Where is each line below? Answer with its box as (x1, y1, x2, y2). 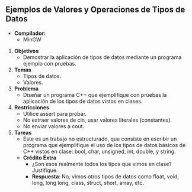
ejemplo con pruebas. (23, 60, 76, 67)
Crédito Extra (23, 154, 57, 161)
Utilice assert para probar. (23, 110, 87, 117)
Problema (14, 85, 39, 92)
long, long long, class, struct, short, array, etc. (31, 179, 145, 186)
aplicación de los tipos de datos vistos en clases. (23, 97, 143, 105)
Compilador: (14, 30, 46, 37)
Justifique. (31, 167, 58, 174)
